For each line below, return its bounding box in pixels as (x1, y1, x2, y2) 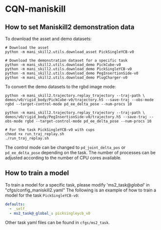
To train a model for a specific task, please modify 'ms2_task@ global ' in (5, 182, 150, 188)
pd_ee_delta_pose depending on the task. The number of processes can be (5, 150, 156, 155)
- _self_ (9, 206, 27, 211)
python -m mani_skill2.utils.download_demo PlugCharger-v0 (5, 75, 128, 80)
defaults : (5, 202, 25, 207)
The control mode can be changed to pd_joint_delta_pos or (5, 145, 126, 150)
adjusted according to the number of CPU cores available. (5, 155, 122, 161)
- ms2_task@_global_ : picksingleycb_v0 (9, 211, 91, 216)
